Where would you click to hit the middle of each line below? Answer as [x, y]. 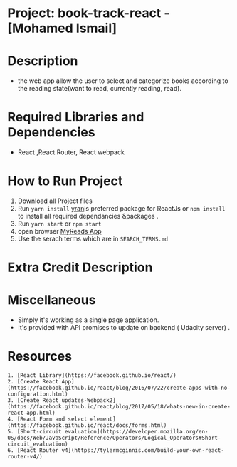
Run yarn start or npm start [59, 224]
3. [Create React [33, 401]
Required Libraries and [76, 117]
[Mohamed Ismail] [62, 28]
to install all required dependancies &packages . [88, 216]
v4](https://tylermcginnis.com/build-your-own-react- [143, 451]
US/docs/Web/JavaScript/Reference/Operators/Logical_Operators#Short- [114, 438]
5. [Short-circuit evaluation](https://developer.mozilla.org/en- [108, 432]
